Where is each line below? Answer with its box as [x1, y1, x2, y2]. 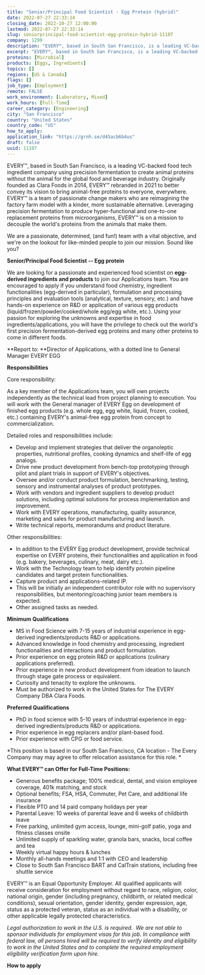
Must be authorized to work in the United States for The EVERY [15, 685, 174, 693]
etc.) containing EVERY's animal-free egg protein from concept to [7, 413, 172, 421]
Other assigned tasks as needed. [15, 603, 99, 611]
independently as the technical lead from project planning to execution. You [7, 394, 196, 401]
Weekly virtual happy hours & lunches [15, 848, 111, 855]
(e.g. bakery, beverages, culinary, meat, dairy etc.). [15, 558, 144, 565]
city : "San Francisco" [7, 111, 64, 117]
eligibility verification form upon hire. [7, 950, 99, 957]
